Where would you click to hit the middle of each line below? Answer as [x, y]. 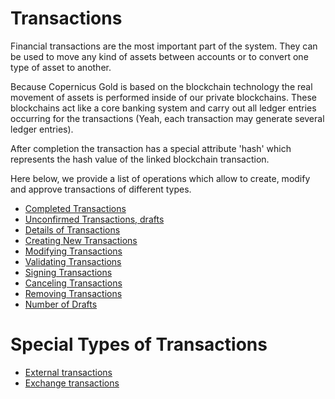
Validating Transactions [73, 261]
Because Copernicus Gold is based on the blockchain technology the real [161, 86]
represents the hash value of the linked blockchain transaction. [140, 159]
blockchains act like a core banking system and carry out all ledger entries [163, 108]
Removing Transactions [73, 293]
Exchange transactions [72, 383]
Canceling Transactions [73, 283]
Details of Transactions [72, 229]
